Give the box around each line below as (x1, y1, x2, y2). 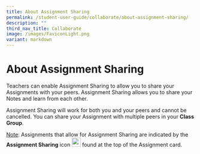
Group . (6, 119, 24, 126)
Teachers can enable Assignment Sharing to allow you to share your (6, 82, 175, 89)
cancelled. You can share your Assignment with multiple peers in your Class (6, 113, 195, 120)
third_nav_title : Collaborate (6, 25, 82, 32)
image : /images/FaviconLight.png (6, 31, 90, 37)
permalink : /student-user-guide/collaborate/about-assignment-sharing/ (6, 14, 189, 20)
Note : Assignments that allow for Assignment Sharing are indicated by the (6, 131, 189, 138)
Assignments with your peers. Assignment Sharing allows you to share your (6, 88, 193, 96)
